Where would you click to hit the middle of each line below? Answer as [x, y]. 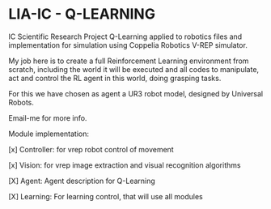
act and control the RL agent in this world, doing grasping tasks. [115, 78]
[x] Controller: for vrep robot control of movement [91, 149]
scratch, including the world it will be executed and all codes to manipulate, [134, 69]
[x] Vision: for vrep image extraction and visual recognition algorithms [125, 165]
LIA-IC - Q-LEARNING [82, 14]
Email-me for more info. [48, 117]
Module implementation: [49, 134]
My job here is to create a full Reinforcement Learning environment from [129, 61]
